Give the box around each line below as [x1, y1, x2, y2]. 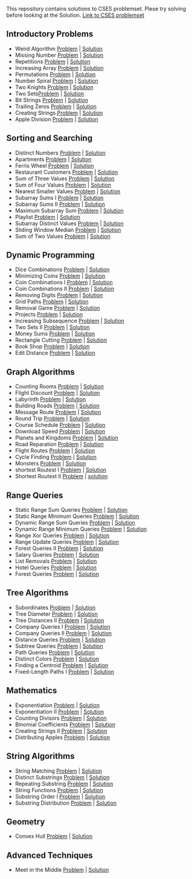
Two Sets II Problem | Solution [14, 324, 90, 331]
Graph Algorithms [6, 366, 75, 377]
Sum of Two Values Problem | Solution [14, 232, 110, 240]
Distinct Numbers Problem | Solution [14, 149, 106, 156]
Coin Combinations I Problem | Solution [14, 279, 113, 286]
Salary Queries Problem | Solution [14, 551, 100, 558]
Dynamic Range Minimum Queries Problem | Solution [14, 525, 147, 533]
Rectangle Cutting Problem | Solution [14, 336, 107, 344]
